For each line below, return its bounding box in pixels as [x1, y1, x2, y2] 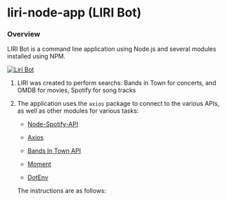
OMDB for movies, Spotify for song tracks [17, 86, 136, 94]
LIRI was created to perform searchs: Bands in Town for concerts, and [17, 79, 216, 87]
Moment [27, 160, 52, 168]
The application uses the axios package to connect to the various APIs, [17, 100, 220, 108]
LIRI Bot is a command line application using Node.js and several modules [7, 45, 216, 53]
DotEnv [27, 173, 49, 181]
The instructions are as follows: [17, 187, 107, 195]
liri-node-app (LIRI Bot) [7, 5, 142, 21]
